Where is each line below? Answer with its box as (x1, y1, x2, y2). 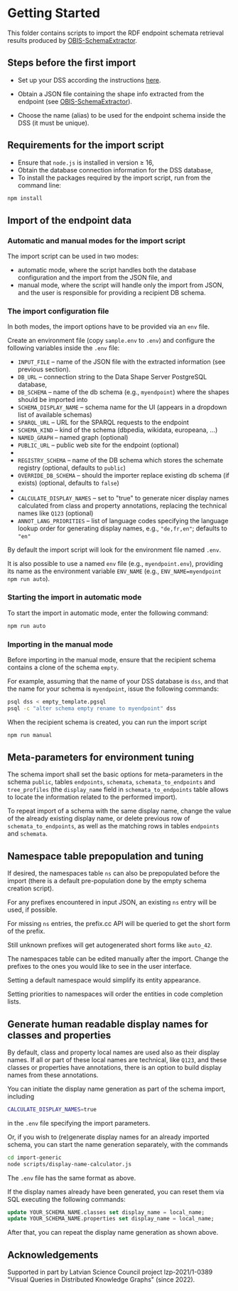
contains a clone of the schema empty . (7, 663, 119, 672)
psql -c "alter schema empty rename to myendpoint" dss (7, 704, 176, 712)
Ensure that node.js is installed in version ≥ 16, (17, 158, 154, 167)
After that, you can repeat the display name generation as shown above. (7, 1228, 219, 1237)
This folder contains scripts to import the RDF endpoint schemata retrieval (7, 29, 224, 37)
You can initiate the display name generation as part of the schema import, (7, 1084, 226, 1093)
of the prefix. (7, 927, 45, 935)
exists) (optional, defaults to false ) (17, 479, 119, 488)
